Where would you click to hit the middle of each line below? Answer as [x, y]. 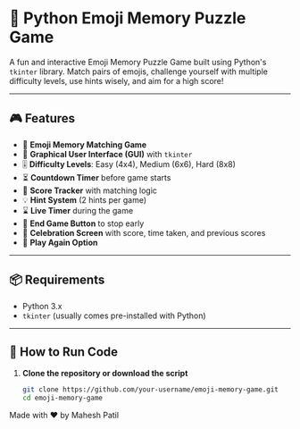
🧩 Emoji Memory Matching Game [84, 144]
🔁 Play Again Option [60, 242]
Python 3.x [42, 306]
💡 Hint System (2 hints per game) [84, 199]
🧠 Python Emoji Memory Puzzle [128, 18]
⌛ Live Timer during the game [78, 210]
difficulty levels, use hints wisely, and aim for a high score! [117, 80]
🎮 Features [42, 118]
